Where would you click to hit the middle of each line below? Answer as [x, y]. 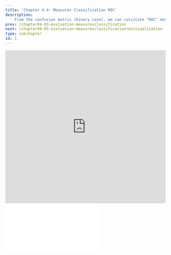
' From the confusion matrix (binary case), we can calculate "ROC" [84, 19]
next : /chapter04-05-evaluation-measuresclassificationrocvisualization [84, 29]
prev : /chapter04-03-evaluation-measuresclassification [66, 24]
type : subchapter [24, 34]
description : [19, 15]
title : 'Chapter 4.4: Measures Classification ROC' [61, 10]
